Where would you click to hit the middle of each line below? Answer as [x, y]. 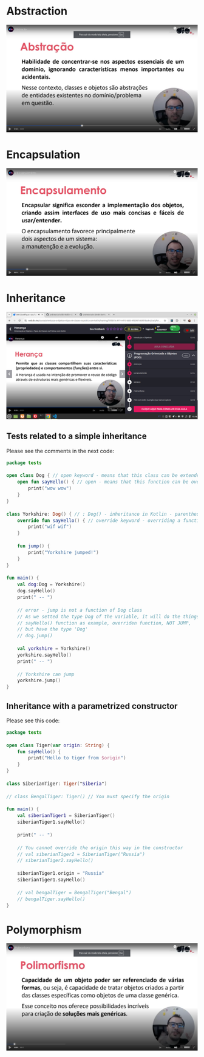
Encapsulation [43, 155]
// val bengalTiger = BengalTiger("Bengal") [74, 892]
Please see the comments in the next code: [60, 451]
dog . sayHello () [36, 591]
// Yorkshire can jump [46, 674]
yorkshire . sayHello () [44, 655]
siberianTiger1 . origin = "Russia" [61, 874]
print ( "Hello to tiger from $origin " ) [77, 758]
